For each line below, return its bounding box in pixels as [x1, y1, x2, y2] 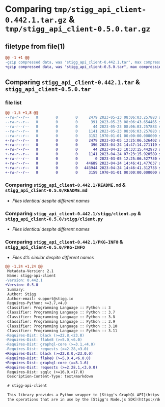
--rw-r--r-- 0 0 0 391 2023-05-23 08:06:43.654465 [5, 120, 157, 125]
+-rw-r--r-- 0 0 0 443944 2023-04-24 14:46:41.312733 [5, 165, 157, 170]
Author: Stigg [7, 292, 36, 297]
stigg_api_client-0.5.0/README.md [5, 188, 87, 193]
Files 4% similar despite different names [12, 255, 94, 261]
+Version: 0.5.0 [5, 282, 38, 287]
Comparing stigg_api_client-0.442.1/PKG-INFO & [5, 238, 123, 245]
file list [5, 99, 22, 106]
